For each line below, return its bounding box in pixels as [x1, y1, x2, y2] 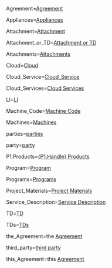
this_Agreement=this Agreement [6, 256, 84, 262]
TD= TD [6, 210, 23, 217]
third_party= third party [6, 244, 61, 251]
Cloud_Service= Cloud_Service [6, 73, 80, 80]
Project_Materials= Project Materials [6, 187, 93, 194]
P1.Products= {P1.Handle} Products [6, 153, 90, 160]
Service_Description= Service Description [6, 199, 106, 205]
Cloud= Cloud [6, 62, 38, 69]
